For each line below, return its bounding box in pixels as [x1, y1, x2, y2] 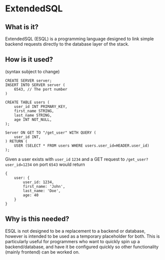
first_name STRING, [14, 108, 55, 113]
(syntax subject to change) [5, 68, 60, 74]
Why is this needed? [5, 215, 69, 223]
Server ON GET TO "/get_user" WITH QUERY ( [5, 130, 97, 135]
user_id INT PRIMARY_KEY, [14, 104, 68, 109]
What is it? [5, 23, 39, 31]
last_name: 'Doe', [23, 188, 61, 193]
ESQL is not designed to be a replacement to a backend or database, [5, 228, 146, 234]
